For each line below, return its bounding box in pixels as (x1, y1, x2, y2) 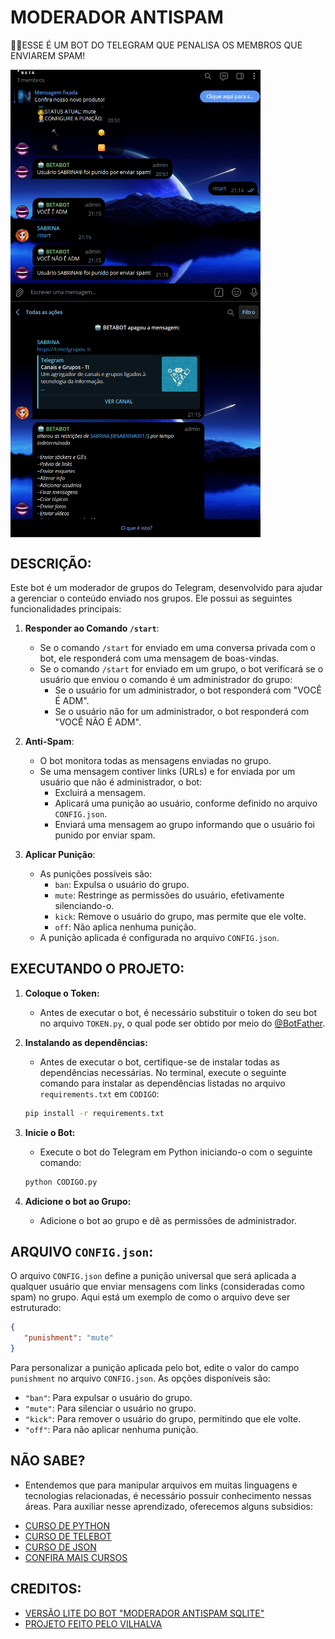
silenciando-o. (54, 899, 115, 911)
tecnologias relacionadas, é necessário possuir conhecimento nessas (24, 1489, 312, 1501)
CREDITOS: (10, 1581, 82, 1598)
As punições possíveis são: (39, 867, 153, 880)
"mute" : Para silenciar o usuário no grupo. (24, 1402, 197, 1414)
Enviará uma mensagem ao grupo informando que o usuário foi (54, 818, 315, 830)
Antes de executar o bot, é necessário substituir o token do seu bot (39, 1006, 317, 1018)
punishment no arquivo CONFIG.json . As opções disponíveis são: (10, 1372, 271, 1384)
